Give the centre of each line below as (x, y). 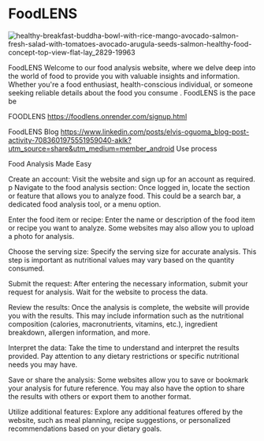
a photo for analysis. (41, 236)
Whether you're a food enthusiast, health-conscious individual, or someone (131, 84)
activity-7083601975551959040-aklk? (70, 140)
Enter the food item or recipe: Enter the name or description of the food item (132, 219)
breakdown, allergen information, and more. (79, 332)
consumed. (26, 268)
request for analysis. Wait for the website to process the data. (108, 292)
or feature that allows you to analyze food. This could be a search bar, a (125, 196)
